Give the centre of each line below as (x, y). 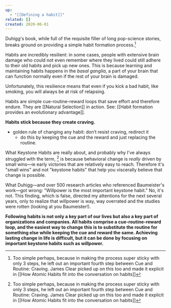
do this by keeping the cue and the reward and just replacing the (88, 137)
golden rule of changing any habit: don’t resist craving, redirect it (81, 132)
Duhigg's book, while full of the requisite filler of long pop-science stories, (83, 39)
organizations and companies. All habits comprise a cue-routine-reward (83, 222)
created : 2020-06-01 (27, 24)
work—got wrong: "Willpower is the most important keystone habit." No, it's (84, 190)
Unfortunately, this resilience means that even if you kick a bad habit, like (82, 86)
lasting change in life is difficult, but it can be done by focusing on (76, 238)
